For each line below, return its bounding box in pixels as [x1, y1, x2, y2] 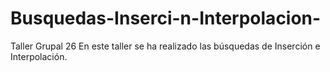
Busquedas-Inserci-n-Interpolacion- [10, 7, 322, 30]
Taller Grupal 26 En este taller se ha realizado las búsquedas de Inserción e [10, 40, 321, 52]
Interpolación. [10, 50, 68, 62]
